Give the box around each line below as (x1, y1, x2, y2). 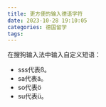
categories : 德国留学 (7, 23, 68, 30)
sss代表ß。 (17, 65, 51, 74)
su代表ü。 (17, 92, 48, 101)
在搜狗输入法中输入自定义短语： (7, 50, 101, 59)
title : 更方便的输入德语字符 (7, 10, 83, 18)
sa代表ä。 (17, 74, 48, 83)
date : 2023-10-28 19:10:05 (7, 17, 88, 24)
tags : (7, 30, 23, 38)
